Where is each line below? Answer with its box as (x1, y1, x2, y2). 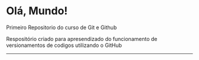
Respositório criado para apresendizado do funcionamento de (6, 35, 158, 42)
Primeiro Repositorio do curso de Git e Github (6, 24, 117, 31)
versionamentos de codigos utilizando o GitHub (6, 42, 123, 49)
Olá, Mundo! (6, 4, 68, 18)
